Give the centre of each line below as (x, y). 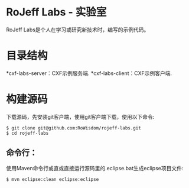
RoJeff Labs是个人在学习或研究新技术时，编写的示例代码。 (78, 30)
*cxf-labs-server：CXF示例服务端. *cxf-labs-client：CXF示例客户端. (89, 73)
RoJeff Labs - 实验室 (56, 12)
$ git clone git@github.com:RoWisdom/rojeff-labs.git (74, 128)
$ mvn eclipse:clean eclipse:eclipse (53, 179)
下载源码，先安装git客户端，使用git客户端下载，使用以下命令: (80, 116)
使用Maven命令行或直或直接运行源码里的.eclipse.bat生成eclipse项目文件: (95, 168)
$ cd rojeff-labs (27, 133)
